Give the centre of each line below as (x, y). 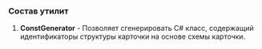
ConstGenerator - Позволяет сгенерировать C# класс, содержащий (137, 28)
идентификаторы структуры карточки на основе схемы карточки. (133, 36)
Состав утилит (38, 11)
